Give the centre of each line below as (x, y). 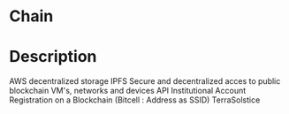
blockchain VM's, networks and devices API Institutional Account (128, 91)
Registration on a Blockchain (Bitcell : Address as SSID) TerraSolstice (135, 100)
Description (53, 57)
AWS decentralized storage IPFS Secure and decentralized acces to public (145, 81)
